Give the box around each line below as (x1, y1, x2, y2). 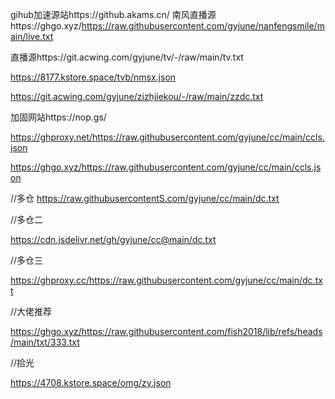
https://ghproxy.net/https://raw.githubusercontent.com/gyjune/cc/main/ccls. (10, 131, 325, 143)
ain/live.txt (10, 31, 54, 42)
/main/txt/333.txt (10, 336, 80, 348)
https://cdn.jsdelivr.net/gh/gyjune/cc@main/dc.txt (10, 234, 217, 245)
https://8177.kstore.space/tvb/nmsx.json (10, 71, 177, 83)
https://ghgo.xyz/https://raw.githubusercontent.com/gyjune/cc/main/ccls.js (10, 161, 322, 173)
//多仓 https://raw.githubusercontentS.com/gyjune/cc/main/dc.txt (10, 193, 280, 204)
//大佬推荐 (10, 306, 53, 317)
